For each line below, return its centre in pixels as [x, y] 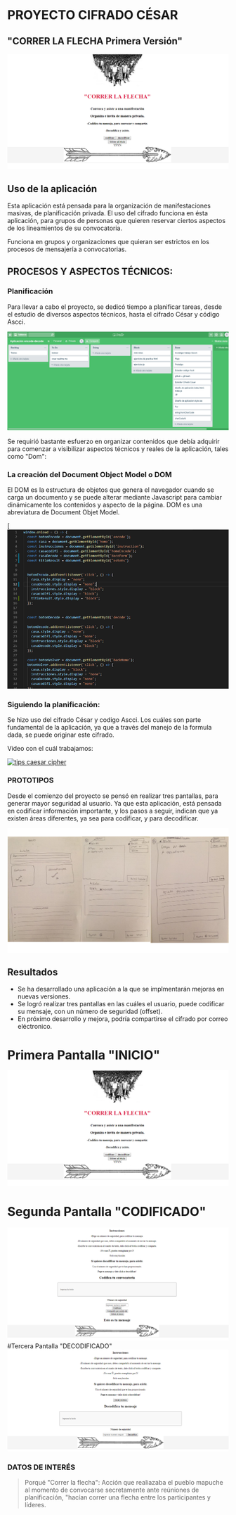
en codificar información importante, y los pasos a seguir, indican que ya [113, 811]
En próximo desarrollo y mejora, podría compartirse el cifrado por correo [123, 1019]
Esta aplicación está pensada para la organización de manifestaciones [109, 206]
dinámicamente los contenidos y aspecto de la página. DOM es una [105, 505]
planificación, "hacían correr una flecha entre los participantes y [117, 1497]
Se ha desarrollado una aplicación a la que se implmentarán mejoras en [121, 989]
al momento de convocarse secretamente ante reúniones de [112, 1490]
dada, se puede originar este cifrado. [61, 735]
